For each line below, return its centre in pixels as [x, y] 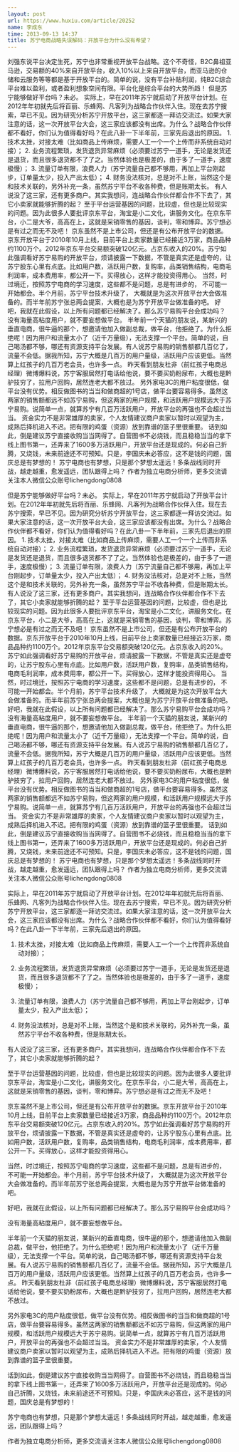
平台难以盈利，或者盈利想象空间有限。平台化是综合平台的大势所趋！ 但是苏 [117, 88]
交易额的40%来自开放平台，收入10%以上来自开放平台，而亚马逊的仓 [127, 71]
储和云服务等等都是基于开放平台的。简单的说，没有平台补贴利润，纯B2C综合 [119, 80]
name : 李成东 [25, 27]
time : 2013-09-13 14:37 [43, 34]
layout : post [27, 14]
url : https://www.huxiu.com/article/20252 [71, 21]
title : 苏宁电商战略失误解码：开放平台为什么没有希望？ [79, 41]
